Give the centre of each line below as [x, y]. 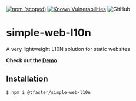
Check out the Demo [32, 60]
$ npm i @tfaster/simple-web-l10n [49, 92]
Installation [27, 79]
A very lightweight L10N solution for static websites [68, 49]
